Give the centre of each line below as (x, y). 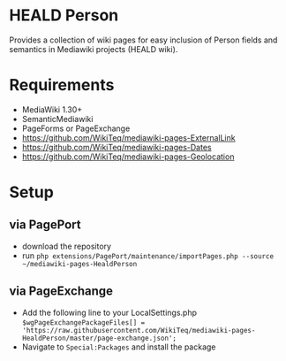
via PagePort (45, 225)
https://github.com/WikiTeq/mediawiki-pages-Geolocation (128, 157)
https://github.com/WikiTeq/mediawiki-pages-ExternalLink (128, 137)
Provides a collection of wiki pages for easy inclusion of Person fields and (143, 40)
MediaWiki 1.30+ (52, 109)
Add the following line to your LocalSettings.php (109, 312)
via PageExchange (61, 292)
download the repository (67, 246)
